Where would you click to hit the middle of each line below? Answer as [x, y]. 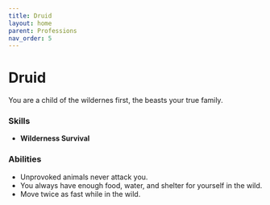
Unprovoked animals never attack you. [84, 177]
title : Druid [30, 16]
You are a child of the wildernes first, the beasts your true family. [116, 100]
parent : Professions [43, 31]
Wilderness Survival [55, 138]
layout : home [30, 23]
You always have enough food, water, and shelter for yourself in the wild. [141, 185]
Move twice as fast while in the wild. [80, 194]
